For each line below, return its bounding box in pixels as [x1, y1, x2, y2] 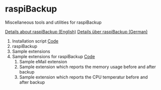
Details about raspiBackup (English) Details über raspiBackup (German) [5, 29, 148, 34]
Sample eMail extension [19, 59, 67, 64]
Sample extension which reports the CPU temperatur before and [19, 74, 148, 80]
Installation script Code [12, 38, 59, 44]
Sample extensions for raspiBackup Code [12, 53, 96, 59]
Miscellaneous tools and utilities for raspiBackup [5, 19, 102, 25]
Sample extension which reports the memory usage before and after [19, 64, 156, 70]
